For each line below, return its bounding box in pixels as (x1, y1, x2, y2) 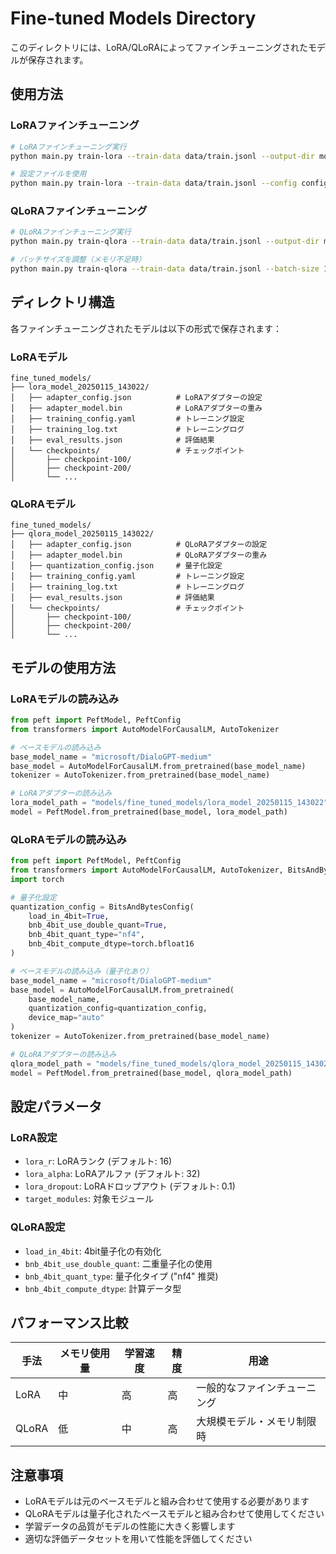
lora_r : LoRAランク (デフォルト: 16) (24, 1155, 173, 1167)
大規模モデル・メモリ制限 (196, 1415, 317, 1429)
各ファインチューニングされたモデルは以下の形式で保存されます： (10, 322, 282, 334)
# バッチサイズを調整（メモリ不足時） (10, 255, 147, 265)
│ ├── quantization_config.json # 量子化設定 (10, 561, 223, 571)
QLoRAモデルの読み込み (10, 832, 127, 846)
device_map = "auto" (28, 1013, 105, 1023)
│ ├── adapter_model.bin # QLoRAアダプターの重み (10, 550, 268, 561)
